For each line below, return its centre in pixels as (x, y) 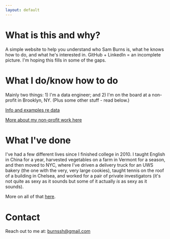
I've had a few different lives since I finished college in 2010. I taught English (85, 154)
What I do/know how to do (62, 81)
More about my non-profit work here (44, 119)
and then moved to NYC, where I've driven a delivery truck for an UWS (79, 165)
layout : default (22, 10)
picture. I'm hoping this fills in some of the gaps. (56, 60)
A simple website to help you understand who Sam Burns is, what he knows (85, 49)
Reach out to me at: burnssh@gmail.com (48, 231)
